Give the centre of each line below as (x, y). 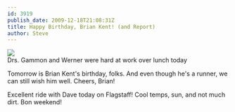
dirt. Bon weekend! (34, 102)
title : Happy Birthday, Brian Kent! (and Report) (82, 27)
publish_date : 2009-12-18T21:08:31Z (61, 20)
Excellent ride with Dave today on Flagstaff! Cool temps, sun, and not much (116, 94)
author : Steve (28, 33)
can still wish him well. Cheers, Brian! (61, 81)
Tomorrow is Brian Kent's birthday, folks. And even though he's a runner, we (118, 73)
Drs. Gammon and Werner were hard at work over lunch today (97, 60)
